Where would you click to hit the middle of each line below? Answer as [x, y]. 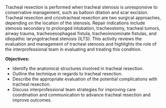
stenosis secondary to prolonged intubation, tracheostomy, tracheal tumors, [83, 28]
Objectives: [17, 59]
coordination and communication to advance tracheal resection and [82, 95]
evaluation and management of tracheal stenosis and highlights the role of [81, 44]
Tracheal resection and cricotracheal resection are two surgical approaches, [83, 18]
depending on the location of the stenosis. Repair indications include [75, 23]
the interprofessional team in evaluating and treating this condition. [73, 49]
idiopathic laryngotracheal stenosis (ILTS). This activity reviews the [74, 39]
